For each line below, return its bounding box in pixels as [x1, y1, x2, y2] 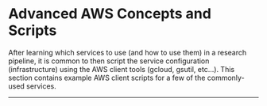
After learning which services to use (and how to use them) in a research [8, 47, 247, 57]
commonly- [207, 73, 245, 82]
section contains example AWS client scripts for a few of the [8, 73, 206, 82]
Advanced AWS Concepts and [8, 5, 212, 23]
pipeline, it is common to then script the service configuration [8, 56, 210, 66]
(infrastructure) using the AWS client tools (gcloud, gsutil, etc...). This [8, 64, 235, 74]
